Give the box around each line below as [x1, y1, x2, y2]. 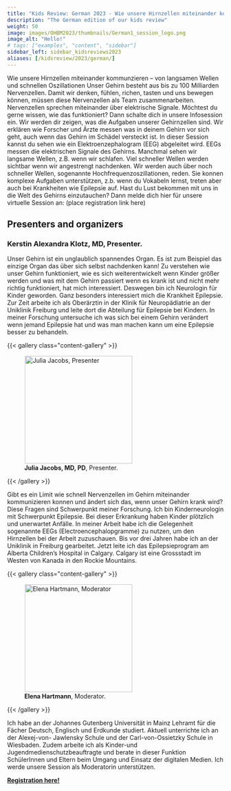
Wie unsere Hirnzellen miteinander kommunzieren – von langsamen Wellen [7, 74, 219, 82]
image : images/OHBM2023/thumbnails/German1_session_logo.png [7, 29, 186, 37]
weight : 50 [7, 23, 38, 30]
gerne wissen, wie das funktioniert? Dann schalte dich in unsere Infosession [7, 110, 223, 119]
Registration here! [7, 777, 60, 784]
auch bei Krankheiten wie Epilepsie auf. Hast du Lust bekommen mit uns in [7, 183, 219, 192]
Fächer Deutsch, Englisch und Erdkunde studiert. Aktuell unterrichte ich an [7, 726, 219, 734]
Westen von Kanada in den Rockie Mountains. [7, 557, 137, 565]
